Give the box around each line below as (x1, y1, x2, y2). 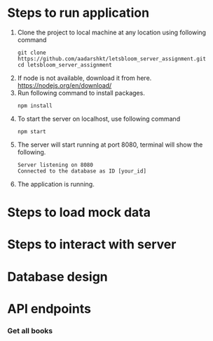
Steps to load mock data (7, 205, 151, 220)
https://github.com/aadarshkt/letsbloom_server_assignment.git (17, 55, 207, 62)
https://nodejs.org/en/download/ (17, 81, 112, 89)
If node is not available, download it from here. (17, 74, 152, 82)
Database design (7, 269, 109, 285)
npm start (17, 128, 47, 135)
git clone (17, 49, 47, 56)
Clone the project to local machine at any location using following (17, 28, 207, 36)
